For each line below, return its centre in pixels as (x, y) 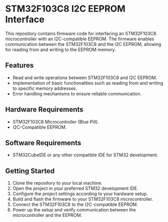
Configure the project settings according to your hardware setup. (80, 194)
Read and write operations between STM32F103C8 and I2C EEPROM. (85, 77)
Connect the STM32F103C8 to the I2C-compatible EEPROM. (75, 204)
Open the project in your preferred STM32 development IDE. (75, 188)
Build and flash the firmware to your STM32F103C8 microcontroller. (83, 199)
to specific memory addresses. (45, 88)
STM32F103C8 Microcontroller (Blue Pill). (56, 122)
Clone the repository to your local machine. (57, 183)
